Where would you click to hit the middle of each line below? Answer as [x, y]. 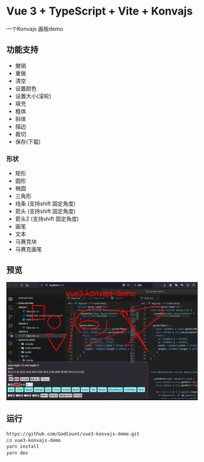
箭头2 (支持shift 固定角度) [47, 219]
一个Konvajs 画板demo [35, 29]
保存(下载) [28, 142]
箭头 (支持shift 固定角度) [45, 212]
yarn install [23, 447]
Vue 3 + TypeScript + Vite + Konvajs [100, 11]
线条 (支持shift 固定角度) [45, 204]
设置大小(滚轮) [33, 96]
